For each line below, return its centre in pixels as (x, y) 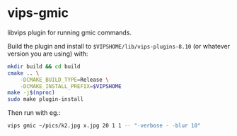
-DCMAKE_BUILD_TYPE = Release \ (65, 80)
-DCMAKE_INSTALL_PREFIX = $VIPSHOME (71, 86)
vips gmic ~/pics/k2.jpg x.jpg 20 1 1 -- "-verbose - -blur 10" (104, 126)
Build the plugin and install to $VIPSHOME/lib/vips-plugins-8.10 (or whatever (119, 46)
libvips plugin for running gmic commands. (70, 32)
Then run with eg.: (34, 113)
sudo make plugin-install (45, 99)
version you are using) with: (48, 54)
